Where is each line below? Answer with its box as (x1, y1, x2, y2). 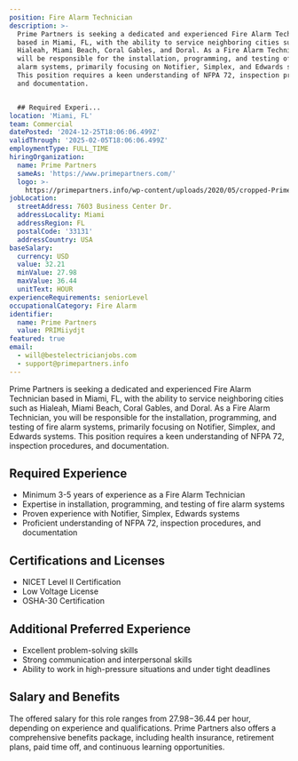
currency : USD (17, 252, 69, 260)
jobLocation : (9, 194, 58, 203)
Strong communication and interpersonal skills (21, 654, 192, 665)
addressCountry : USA (17, 235, 93, 244)
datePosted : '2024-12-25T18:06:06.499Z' (9, 128, 161, 137)
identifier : (9, 309, 53, 318)
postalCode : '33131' (17, 227, 93, 236)
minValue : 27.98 (17, 268, 77, 277)
